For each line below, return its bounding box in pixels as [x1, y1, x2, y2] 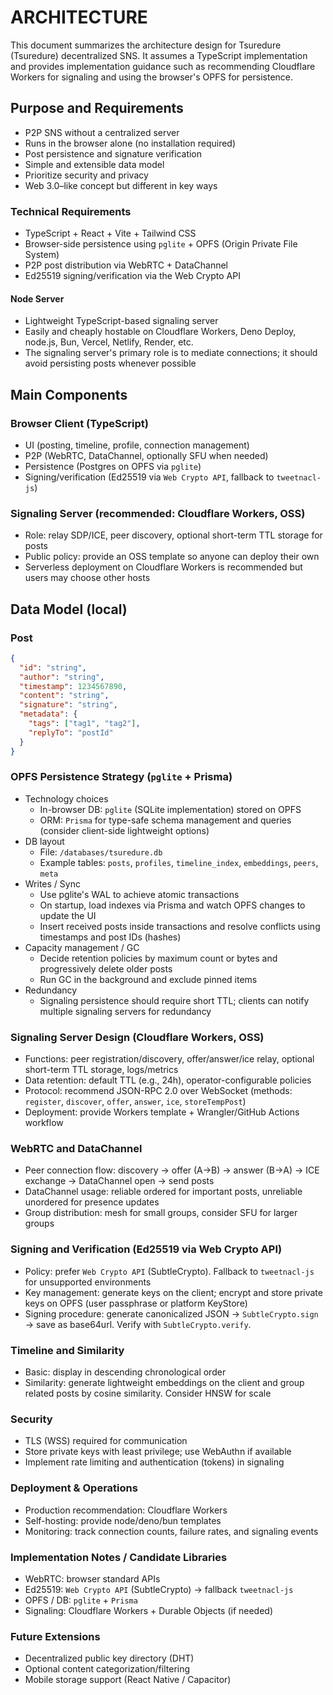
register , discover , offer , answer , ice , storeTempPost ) [24, 1096, 247, 1108]
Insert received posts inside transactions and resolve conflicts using [39, 920, 321, 932]
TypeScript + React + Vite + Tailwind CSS [24, 227, 197, 240]
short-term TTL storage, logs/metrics [24, 1064, 179, 1076]
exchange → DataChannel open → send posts [24, 1175, 215, 1187]
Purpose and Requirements [10, 100, 184, 117]
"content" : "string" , [19, 691, 110, 701]
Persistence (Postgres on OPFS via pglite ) [24, 460, 202, 472]
